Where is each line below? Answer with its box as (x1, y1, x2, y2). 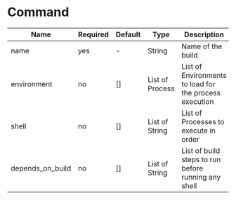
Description (183, 29, 225, 39)
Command (7, 4, 70, 20)
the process (181, 88, 221, 98)
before (181, 163, 204, 173)
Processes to (181, 116, 225, 126)
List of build (181, 145, 221, 155)
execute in (181, 126, 216, 135)
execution (181, 96, 214, 106)
